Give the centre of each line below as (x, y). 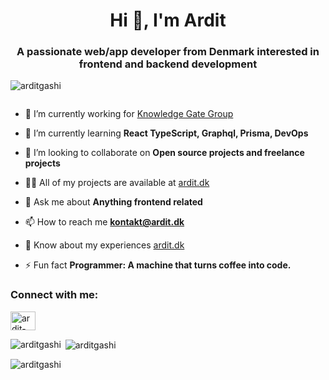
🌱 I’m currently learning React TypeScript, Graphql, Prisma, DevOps (166, 133)
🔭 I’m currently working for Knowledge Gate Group (129, 114)
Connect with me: (54, 295)
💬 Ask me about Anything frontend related (113, 202)
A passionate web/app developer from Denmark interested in (168, 52)
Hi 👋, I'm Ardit (168, 20)
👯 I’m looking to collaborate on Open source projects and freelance (164, 153)
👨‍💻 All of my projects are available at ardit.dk (117, 183)
